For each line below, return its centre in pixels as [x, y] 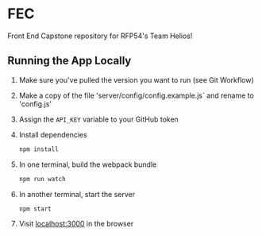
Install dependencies [53, 134]
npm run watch [42, 179]
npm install [39, 149]
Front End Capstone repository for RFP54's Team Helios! [100, 36]
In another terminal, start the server [77, 194]
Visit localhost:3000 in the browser [76, 224]
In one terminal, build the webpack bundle [88, 164]
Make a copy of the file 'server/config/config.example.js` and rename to [137, 95]
